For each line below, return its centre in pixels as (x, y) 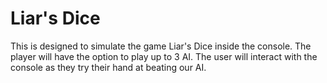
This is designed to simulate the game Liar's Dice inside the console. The (161, 46)
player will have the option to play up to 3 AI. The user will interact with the (164, 56)
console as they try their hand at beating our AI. (108, 67)
